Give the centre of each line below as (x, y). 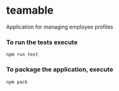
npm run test (22, 55)
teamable (30, 10)
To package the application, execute (60, 70)
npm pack (17, 82)
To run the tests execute (42, 42)
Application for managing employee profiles (60, 27)
